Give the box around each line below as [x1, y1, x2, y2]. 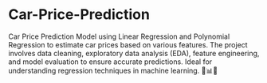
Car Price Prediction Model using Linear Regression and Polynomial [8, 32, 230, 41]
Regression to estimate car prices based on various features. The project [8, 40, 249, 49]
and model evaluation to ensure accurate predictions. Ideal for [8, 57, 213, 66]
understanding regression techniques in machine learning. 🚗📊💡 [8, 66, 218, 75]
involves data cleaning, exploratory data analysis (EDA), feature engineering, [8, 48, 260, 58]
